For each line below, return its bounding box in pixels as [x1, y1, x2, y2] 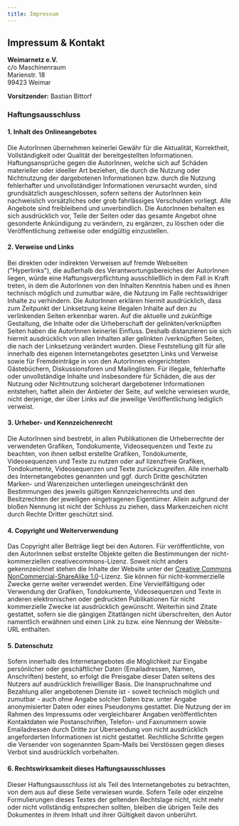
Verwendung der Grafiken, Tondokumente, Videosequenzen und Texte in [7, 588, 222, 596]
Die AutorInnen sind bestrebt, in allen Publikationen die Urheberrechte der [7, 434, 225, 443]
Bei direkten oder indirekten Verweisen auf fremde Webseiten [7, 258, 188, 267]
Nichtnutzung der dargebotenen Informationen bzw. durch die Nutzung [7, 174, 216, 182]
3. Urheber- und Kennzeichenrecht [7, 418, 113, 427]
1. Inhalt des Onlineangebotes [7, 127, 97, 136]
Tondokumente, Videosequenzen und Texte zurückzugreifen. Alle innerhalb [7, 464, 229, 473]
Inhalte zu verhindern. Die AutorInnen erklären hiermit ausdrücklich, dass [7, 296, 222, 305]
